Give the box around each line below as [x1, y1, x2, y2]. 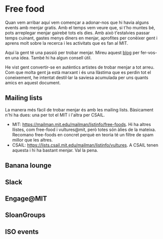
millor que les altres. [12, 137, 53, 143]
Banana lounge [5, 162, 52, 170]
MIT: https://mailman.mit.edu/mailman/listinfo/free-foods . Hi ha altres [12, 121, 151, 127]
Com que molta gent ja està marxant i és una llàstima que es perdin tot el [5, 69, 151, 75]
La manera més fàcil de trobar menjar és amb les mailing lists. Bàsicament [5, 107, 154, 112]
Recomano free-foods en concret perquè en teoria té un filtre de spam [12, 131, 154, 137]
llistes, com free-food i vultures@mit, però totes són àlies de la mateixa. [12, 127, 156, 132]
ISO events [5, 227, 39, 236]
